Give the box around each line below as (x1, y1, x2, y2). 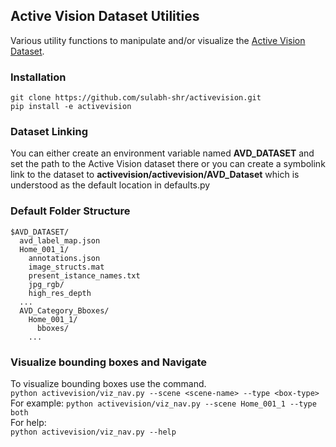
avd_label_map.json (19, 235, 101, 246)
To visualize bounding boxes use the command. (10, 378, 207, 389)
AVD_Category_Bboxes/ (19, 305, 110, 316)
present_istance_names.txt (28, 270, 141, 281)
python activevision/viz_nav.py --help (10, 427, 177, 437)
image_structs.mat (28, 262, 105, 272)
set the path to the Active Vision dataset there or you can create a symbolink (10, 158, 326, 170)
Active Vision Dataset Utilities (10, 8, 200, 25)
